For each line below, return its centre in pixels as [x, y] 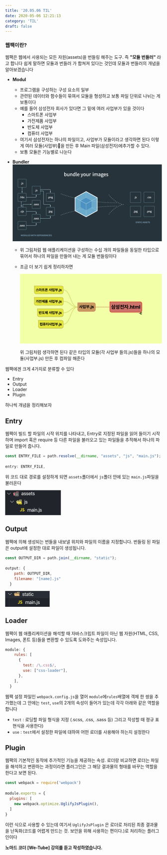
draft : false [19, 26]
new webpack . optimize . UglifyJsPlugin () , [56, 804]
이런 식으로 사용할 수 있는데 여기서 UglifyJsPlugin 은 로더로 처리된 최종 [75, 824]
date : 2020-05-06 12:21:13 [33, 16]
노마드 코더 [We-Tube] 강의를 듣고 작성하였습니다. [54, 848]
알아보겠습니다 [19, 69]
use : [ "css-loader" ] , [45, 671]
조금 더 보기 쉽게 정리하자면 [46, 267]
